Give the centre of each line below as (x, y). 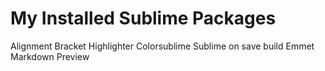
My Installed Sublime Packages (143, 18)
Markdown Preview (50, 56)
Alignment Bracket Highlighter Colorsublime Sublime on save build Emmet (162, 46)
